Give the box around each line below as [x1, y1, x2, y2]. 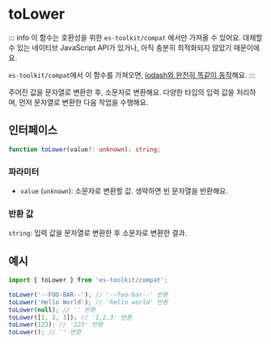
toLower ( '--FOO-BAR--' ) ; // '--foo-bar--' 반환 [8, 291, 168, 299]
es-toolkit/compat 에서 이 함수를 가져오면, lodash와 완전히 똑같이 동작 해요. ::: [8, 70, 256, 79]
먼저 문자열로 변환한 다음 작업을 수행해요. [19, 97, 149, 107]
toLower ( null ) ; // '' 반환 [8, 305, 96, 314]
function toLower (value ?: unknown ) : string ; [8, 145, 161, 154]
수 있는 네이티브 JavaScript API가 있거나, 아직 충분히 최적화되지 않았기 [8, 42, 232, 53]
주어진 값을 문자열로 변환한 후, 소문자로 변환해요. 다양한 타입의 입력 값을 [8, 87, 235, 97]
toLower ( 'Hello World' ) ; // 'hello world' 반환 [8, 298, 168, 306]
